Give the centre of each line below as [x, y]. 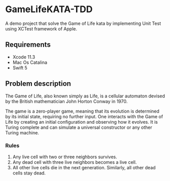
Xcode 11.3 [24, 57]
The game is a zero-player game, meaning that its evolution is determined [82, 111]
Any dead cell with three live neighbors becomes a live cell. [75, 162]
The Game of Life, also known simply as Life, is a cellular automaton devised [85, 96]
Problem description [38, 84]
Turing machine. [22, 132]
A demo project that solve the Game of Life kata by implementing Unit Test [83, 23]
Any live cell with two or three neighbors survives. [65, 157]
